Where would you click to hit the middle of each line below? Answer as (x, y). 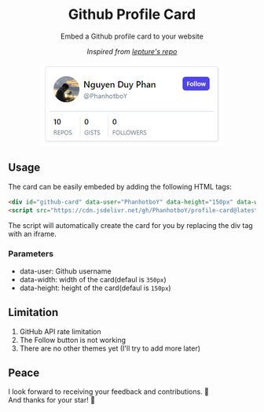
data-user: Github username (65, 271)
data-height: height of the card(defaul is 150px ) (95, 288)
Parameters (31, 254)
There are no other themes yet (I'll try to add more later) (110, 348)
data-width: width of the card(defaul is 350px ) (93, 279)
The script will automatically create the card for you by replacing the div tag (130, 225)
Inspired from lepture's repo (132, 51)
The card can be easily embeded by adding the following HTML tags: (120, 186)
